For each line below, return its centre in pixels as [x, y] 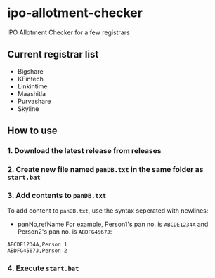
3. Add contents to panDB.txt [57, 195]
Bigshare [30, 71]
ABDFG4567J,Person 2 [38, 251]
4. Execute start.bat [43, 268]
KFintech [31, 79]
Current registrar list [53, 54]
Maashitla [32, 93]
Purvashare [34, 101]
